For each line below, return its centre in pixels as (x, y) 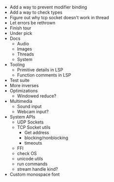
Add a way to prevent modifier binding (48, 7)
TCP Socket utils (34, 127)
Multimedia (21, 101)
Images (24, 49)
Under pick (21, 33)
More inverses (24, 85)
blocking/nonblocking (46, 138)
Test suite (20, 80)
